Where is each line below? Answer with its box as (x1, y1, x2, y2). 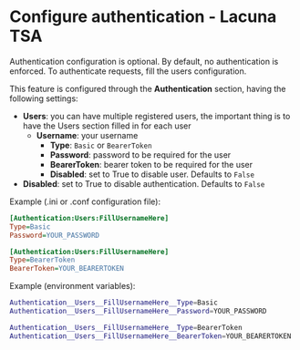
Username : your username (36, 129, 139, 140)
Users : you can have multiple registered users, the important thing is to (22, 110, 291, 121)
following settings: (9, 93, 79, 104)
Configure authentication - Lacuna (9, 6, 277, 27)
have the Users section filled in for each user (22, 120, 191, 131)
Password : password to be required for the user (49, 149, 232, 160)
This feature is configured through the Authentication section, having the (9, 83, 286, 94)
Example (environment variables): (9, 281, 136, 292)
